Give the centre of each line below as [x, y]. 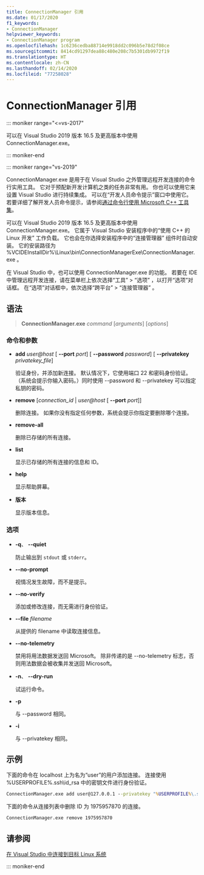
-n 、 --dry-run [34, 676]
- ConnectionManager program [43, 40]
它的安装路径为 [37, 246]
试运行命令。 [31, 689]
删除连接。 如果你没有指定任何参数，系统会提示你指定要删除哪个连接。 [104, 413]
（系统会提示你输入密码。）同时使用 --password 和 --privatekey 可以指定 [105, 380]
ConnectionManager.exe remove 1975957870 [59, 818]
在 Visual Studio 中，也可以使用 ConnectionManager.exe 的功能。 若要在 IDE [102, 272]
